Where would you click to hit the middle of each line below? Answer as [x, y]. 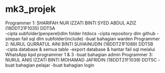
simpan [13, 39]
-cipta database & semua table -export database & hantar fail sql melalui [80, 49]
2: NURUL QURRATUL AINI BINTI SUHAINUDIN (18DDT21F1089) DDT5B [79, 44]
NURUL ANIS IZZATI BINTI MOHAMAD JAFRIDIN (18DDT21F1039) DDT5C [81, 60]
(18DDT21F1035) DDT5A [30, 28]
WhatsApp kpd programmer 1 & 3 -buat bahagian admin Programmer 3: [79, 54]
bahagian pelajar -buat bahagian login [55, 65]
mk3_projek [31, 9]
